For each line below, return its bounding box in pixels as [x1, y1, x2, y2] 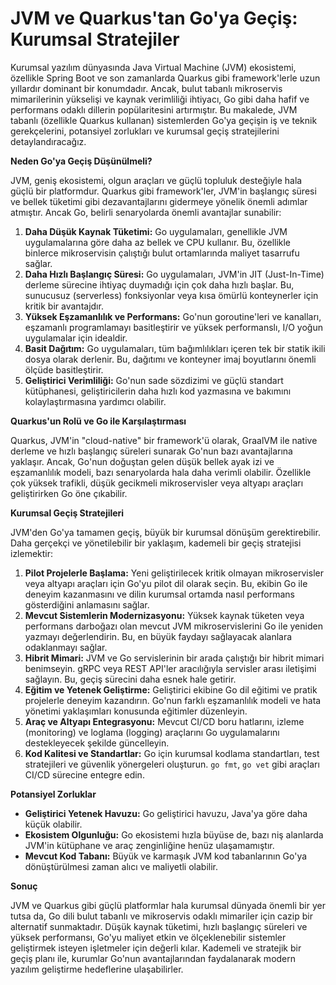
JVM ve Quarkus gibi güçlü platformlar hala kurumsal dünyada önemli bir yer [10, 899, 326, 911]
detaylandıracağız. [10, 135, 87, 147]
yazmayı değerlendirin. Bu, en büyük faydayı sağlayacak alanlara [24, 630, 293, 642]
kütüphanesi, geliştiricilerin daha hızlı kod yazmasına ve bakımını [24, 385, 292, 397]
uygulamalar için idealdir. [24, 332, 128, 344]
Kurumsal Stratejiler [10, 28, 180, 51]
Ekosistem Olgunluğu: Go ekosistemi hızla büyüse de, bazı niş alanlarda [24, 828, 324, 841]
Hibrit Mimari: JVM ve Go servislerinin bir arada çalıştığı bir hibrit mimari [24, 652, 325, 664]
